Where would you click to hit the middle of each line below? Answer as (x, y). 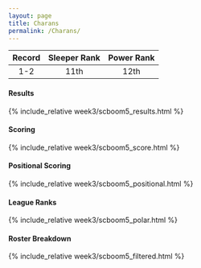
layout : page (30, 16)
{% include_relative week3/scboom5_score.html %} (94, 147)
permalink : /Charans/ (45, 31)
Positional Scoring (39, 166)
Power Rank (131, 58)
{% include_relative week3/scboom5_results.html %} (96, 111)
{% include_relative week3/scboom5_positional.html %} (101, 183)
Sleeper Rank (74, 58)
